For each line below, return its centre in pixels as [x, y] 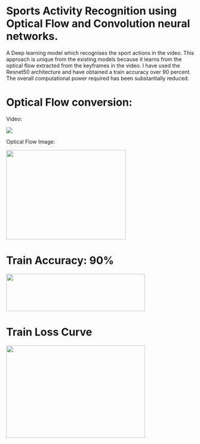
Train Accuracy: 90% [60, 260]
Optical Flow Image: [31, 141]
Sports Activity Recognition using [92, 11]
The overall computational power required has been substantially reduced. [98, 78]
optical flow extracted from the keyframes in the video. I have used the [93, 65]
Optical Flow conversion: [69, 102]
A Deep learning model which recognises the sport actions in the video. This [100, 53]
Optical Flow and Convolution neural [98, 24]
